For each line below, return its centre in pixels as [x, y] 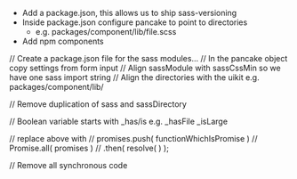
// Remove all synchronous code [68, 165]
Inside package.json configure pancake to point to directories [135, 22]
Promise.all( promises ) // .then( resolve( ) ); [89, 148]
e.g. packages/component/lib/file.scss [106, 32]
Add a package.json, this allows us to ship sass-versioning [129, 13]
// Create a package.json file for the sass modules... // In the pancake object [148, 58]
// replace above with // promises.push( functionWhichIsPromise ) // [133, 138]
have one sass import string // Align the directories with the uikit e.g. [134, 77]
